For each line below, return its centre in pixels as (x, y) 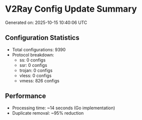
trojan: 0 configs (36, 70)
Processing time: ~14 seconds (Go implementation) (64, 108)
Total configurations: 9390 (39, 49)
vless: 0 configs (35, 75)
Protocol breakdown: (33, 55)
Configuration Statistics (42, 38)
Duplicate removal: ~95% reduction (48, 113)
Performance (26, 96)
